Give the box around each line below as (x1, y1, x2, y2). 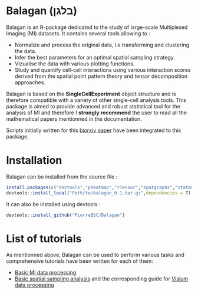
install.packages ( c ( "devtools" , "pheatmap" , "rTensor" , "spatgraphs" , (6, 184, 176, 190)
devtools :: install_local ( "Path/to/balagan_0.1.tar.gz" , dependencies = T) (6, 190, 192, 196)
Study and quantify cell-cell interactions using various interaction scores (14, 66, 191, 73)
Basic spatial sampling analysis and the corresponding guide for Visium (14, 275, 189, 282)
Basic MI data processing (14, 269, 77, 276)
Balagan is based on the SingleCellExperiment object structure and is (6, 90, 177, 97)
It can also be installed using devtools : (6, 200, 101, 207)
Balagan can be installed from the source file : (6, 173, 118, 180)
